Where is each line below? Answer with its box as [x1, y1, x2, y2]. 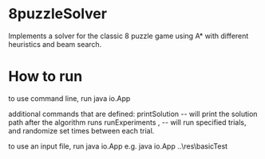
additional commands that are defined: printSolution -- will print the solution [8, 109, 258, 118]
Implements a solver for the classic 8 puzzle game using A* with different [8, 31, 249, 41]
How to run [8, 68, 83, 86]
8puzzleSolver [8, 5, 108, 23]
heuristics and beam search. [8, 39, 102, 48]
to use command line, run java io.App [8, 93, 131, 103]
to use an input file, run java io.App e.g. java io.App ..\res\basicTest [8, 141, 228, 151]
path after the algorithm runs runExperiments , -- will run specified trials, [8, 117, 247, 127]
